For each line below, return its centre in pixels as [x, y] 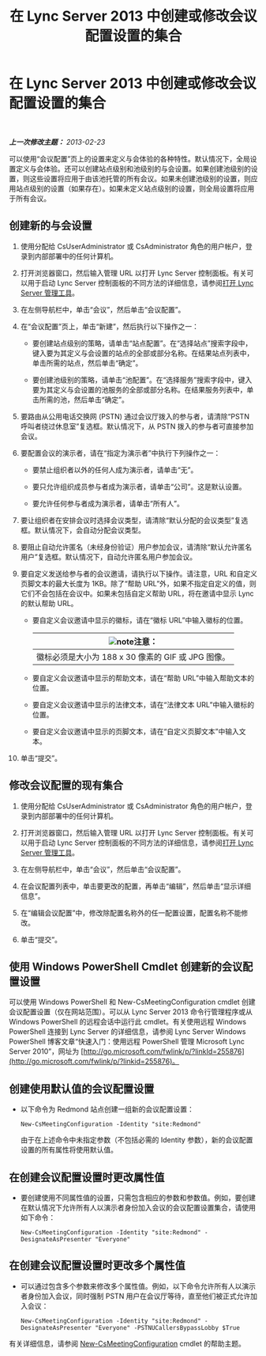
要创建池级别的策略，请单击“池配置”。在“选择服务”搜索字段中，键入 [142, 380]
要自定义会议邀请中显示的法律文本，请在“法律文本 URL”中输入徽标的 [143, 704]
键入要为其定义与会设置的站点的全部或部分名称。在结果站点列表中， [143, 353]
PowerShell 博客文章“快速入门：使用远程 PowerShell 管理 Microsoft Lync [127, 1042]
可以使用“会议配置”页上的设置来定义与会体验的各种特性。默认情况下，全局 [130, 158]
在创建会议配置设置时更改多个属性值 [97, 1265]
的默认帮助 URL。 [49, 603]
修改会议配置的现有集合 [66, 785]
